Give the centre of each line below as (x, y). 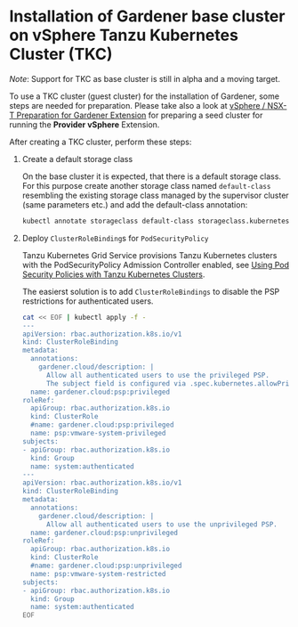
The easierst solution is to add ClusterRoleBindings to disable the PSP (151, 291)
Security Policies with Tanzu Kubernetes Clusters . (113, 274)
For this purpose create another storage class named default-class (146, 185)
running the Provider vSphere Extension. (85, 124)
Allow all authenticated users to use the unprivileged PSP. (161, 524)
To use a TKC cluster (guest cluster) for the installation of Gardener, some (145, 96)
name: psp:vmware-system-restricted (98, 574)
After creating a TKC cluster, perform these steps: (101, 142)
